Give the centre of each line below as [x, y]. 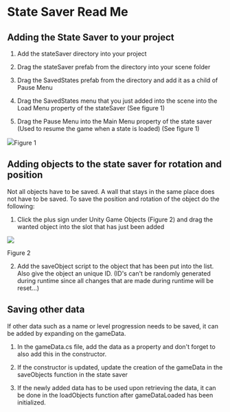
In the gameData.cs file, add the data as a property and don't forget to [116, 346]
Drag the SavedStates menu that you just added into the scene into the [117, 101]
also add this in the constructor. [62, 354]
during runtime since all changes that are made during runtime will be [115, 280]
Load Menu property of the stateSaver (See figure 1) [91, 108]
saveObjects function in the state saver [72, 374]
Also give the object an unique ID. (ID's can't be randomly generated [114, 273]
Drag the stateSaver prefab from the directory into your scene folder [114, 67]
